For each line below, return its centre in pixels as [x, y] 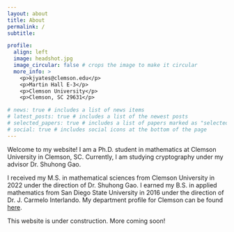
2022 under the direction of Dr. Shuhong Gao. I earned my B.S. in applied [112, 185]
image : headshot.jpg [43, 59]
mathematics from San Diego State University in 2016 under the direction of [116, 192]
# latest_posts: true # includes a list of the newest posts [98, 117]
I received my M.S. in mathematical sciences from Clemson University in [111, 178]
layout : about [28, 14]
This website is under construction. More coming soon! [86, 221]
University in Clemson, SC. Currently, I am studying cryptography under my [116, 157]
